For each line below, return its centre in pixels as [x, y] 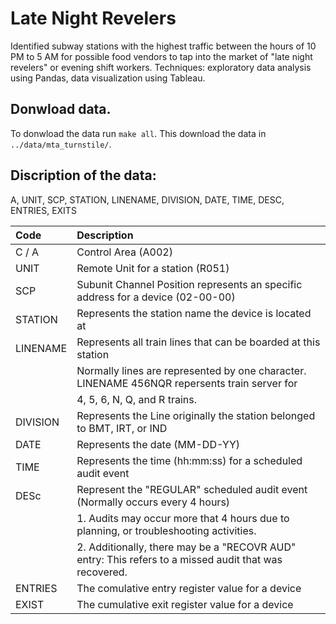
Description [105, 235]
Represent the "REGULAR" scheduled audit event [192, 489]
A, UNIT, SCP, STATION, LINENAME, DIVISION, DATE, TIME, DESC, [147, 199]
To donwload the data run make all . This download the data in [138, 133]
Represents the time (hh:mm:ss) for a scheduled [189, 460]
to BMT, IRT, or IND [122, 428]
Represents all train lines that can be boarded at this [198, 342]
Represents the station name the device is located [194, 313]
